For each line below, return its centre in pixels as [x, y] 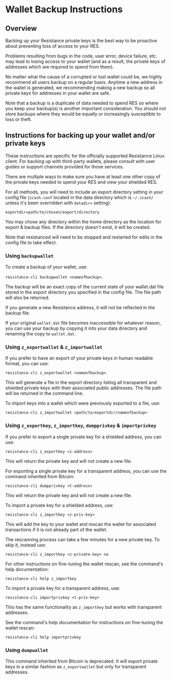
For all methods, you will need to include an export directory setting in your [84, 192]
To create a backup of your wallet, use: [47, 267]
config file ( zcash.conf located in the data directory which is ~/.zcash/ [79, 197]
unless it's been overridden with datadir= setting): [58, 203]
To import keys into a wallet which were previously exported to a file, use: [83, 404]
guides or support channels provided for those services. [64, 166]
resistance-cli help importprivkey [43, 637]
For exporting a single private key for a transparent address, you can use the [86, 471]
